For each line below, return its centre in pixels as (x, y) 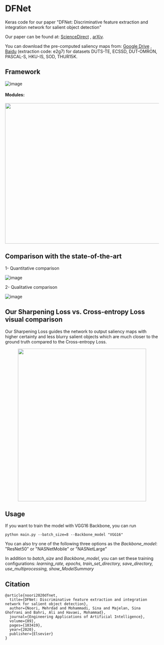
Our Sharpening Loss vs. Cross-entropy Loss (75, 312)
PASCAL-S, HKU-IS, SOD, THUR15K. (41, 56)
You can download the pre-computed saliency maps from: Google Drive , (79, 46)
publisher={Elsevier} (31, 634)
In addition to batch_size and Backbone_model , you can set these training (79, 559)
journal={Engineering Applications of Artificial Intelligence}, (77, 617)
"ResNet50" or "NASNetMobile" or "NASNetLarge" (56, 549)
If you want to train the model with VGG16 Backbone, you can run (71, 526)
